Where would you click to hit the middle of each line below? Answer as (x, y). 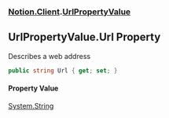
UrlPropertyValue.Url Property (84, 37)
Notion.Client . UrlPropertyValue (70, 12)
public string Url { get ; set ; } (63, 70)
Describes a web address (50, 56)
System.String (31, 105)
